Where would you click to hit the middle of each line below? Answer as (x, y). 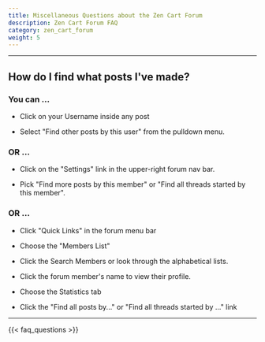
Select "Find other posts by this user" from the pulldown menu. (122, 132)
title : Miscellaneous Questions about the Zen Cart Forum (105, 15)
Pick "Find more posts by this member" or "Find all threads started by (132, 184)
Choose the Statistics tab (60, 292)
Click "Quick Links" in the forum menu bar (88, 230)
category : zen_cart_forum (50, 30)
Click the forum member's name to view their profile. (105, 276)
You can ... (29, 99)
